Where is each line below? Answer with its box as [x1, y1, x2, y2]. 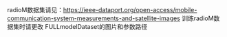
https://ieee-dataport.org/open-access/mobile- [63, 6, 197, 13]
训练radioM [181, 14, 215, 22]
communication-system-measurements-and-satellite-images [7, 14, 181, 22]
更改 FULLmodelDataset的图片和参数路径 [30, 23, 148, 30]
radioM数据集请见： [7, 6, 64, 13]
